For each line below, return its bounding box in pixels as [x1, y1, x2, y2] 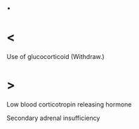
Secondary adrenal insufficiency [6, 114, 100, 123]
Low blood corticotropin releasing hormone [6, 100, 132, 109]
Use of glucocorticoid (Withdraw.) [6, 53, 105, 61]
